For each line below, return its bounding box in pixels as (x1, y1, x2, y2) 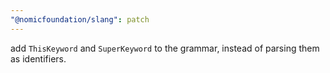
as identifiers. (10, 52, 67, 65)
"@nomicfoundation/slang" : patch (10, 14, 150, 25)
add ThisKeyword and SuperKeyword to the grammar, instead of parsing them (10, 42, 320, 54)
